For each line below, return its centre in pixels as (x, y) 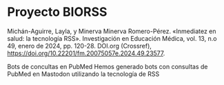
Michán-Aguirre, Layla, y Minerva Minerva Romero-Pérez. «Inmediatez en (112, 31)
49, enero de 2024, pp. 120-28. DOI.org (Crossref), (79, 46)
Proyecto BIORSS (57, 12)
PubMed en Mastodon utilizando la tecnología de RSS (83, 74)
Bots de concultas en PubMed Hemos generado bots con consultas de (108, 66)
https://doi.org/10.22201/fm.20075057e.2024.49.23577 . (86, 53)
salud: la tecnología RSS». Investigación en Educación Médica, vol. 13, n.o (112, 38)
